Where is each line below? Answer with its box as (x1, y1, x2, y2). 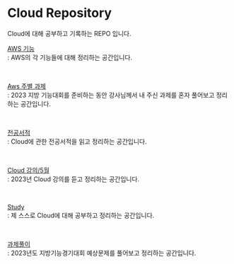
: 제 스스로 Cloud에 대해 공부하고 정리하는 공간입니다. (7, 211, 155, 219)
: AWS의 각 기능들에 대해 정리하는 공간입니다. (7, 53, 133, 62)
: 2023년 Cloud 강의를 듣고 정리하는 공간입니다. (7, 175, 140, 183)
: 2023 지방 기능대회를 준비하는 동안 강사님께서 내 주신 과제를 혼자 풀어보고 (7, 91, 215, 99)
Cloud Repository (7, 5, 112, 21)
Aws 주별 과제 (7, 81, 46, 90)
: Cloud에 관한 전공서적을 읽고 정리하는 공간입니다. (7, 137, 147, 146)
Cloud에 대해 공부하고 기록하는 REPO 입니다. (7, 29, 131, 38)
